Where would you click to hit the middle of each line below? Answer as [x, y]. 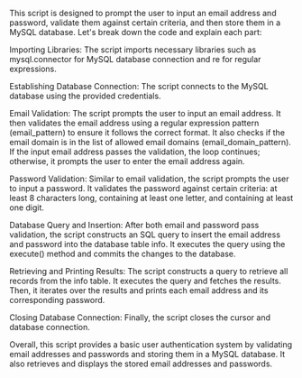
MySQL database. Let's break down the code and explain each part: [136, 32]
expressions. [33, 69]
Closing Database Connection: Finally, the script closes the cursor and [140, 318]
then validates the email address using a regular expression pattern [134, 123]
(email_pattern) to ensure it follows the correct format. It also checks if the [147, 133]
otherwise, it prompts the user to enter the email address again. [127, 161]
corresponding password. [57, 300]
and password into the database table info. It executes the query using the [147, 244]
